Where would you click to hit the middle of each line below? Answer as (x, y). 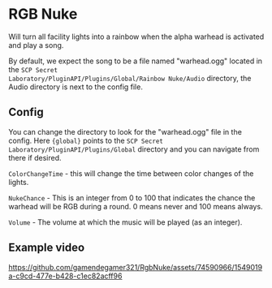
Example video (47, 248)
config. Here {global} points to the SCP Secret (86, 140)
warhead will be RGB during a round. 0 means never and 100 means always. (136, 206)
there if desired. (35, 157)
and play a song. (36, 45)
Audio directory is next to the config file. (76, 87)
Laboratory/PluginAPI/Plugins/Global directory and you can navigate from (134, 149)
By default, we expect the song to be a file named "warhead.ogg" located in (135, 61)
